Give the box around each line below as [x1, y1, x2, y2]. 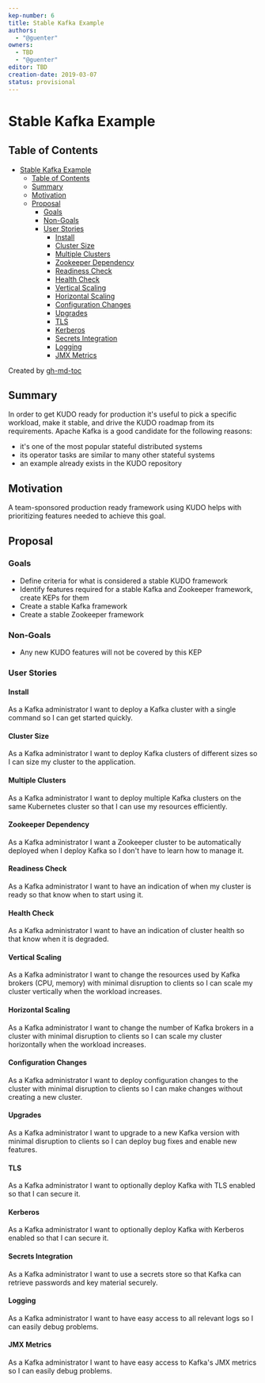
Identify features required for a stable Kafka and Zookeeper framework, [19, 584, 253, 594]
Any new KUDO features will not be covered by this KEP [19, 647, 203, 657]
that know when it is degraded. [8, 934, 109, 944]
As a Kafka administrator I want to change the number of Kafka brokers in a [8, 1023, 255, 1032]
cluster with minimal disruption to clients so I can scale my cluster [8, 1031, 223, 1040]
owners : [8, 41, 34, 49]
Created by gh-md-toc [8, 366, 82, 375]
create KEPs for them [19, 593, 89, 602]
